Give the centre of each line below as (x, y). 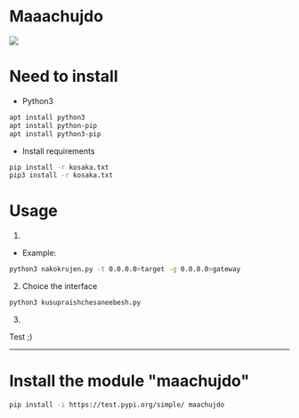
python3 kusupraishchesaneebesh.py (75, 303)
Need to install (64, 76)
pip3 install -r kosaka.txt (61, 175)
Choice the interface (60, 286)
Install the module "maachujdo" (129, 381)
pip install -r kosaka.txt (59, 167)
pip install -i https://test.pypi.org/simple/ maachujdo (117, 405)
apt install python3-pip (55, 134)
